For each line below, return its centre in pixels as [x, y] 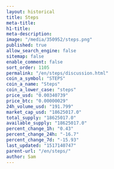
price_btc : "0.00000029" [37, 101]
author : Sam [21, 156]
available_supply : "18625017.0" [46, 123]
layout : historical [31, 12]
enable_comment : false [34, 62]
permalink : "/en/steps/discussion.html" [58, 73]
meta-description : [29, 34]
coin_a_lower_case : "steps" [41, 90]
